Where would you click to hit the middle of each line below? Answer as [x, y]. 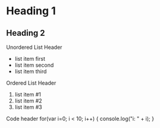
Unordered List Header [34, 47]
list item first [30, 59]
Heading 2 [26, 33]
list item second [34, 65]
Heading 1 [31, 11]
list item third [31, 71]
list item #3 [29, 107]
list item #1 [28, 94]
